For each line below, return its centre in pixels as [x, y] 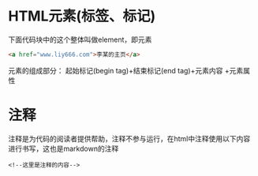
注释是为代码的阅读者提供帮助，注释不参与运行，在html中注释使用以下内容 [129, 138]
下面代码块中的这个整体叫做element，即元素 [80, 39]
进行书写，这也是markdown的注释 [64, 148]
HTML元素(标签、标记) [82, 16]
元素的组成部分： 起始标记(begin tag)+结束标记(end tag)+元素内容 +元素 [126, 70]
